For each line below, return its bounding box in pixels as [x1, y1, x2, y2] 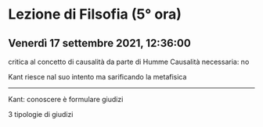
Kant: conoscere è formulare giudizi [8, 95, 124, 104]
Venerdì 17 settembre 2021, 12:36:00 [8, 37, 192, 50]
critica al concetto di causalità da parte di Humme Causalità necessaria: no [8, 57, 250, 66]
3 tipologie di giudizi [8, 110, 74, 118]
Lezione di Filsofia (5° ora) [8, 5, 182, 23]
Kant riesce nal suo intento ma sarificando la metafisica [8, 72, 187, 81]
